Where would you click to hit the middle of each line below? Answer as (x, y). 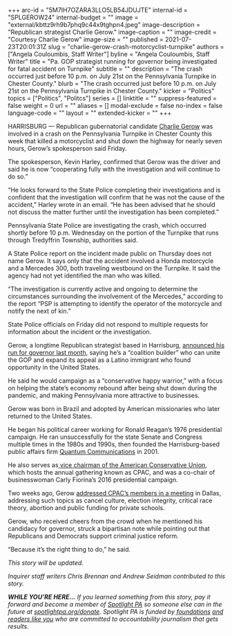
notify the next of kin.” (39, 311)
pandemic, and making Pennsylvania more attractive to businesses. (104, 395)
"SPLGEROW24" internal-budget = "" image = (73, 17)
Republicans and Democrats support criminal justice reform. (93, 536)
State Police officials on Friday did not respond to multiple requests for (108, 324)
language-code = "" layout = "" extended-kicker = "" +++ (90, 113)
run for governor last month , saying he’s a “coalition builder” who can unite (114, 353)
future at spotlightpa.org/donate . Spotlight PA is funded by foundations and (116, 611)
